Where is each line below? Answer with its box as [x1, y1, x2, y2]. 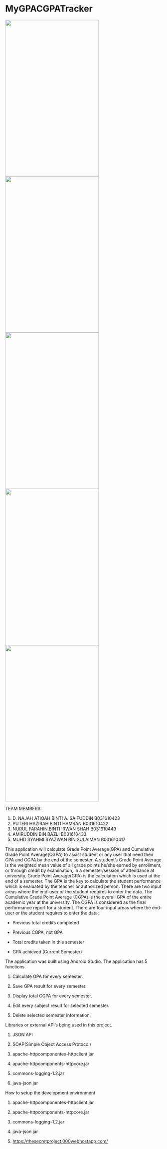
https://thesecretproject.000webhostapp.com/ [12, 1138, 108, 1144]
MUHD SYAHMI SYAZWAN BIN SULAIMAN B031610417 [12, 836, 126, 842]
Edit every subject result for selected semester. [12, 1002, 110, 1008]
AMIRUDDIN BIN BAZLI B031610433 [12, 831, 87, 837]
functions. [5, 963, 26, 969]
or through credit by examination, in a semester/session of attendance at [5, 867, 155, 873]
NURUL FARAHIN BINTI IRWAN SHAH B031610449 [12, 826, 116, 832]
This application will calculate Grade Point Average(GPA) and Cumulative [5, 846, 155, 852]
